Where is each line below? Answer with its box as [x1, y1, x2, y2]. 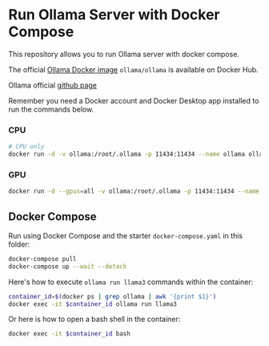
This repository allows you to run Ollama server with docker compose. [8, 49, 240, 59]
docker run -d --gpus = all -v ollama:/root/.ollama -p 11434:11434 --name [8, 187, 260, 196]
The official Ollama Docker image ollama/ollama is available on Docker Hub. [8, 64, 259, 74]
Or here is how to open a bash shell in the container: [8, 315, 181, 324]
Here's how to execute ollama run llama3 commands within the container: [8, 277, 254, 287]
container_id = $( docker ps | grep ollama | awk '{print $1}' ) [8, 292, 217, 300]
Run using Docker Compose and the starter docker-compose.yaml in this [8, 230, 243, 240]
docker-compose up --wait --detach [8, 263, 127, 271]
